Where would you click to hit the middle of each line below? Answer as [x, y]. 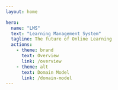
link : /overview [41, 61]
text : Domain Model [45, 72]
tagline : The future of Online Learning [61, 39]
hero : [12, 22]
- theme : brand [35, 50]
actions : [22, 45]
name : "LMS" [26, 28]
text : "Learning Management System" [56, 33]
